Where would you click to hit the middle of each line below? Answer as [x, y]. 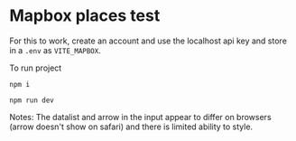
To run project [36, 68]
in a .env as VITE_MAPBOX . [55, 50]
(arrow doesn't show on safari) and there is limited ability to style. [131, 127]
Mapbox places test [85, 16]
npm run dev [32, 100]
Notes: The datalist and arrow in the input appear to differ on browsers [141, 117]
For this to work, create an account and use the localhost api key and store [148, 41]
